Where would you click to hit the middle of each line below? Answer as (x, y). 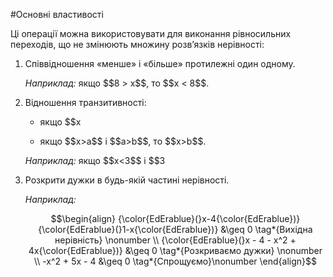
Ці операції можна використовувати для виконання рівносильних (151, 33)
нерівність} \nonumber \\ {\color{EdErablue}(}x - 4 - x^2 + (175, 240)
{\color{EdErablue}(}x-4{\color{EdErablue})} (209, 218)
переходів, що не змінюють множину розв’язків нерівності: (137, 44)
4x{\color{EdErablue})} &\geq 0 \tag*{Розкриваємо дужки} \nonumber (175, 250)
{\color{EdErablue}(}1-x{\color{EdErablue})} (128, 229)
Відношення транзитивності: (85, 102)
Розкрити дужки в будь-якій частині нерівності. (127, 180)
